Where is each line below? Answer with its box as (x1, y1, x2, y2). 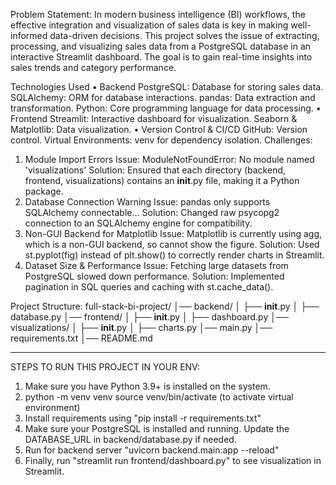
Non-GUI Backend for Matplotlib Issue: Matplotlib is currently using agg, (24, 228, 323, 239)
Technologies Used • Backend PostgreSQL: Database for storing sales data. (10, 81, 324, 93)
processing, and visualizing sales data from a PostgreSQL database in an (10, 40, 312, 52)
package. (24, 185, 64, 197)
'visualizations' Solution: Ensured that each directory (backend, (24, 164, 287, 176)
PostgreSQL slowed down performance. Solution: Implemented (24, 270, 285, 282)
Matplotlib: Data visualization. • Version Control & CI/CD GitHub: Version (10, 124, 308, 135)
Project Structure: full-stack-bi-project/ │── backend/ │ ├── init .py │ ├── (10, 300, 320, 312)
